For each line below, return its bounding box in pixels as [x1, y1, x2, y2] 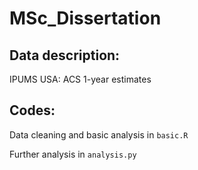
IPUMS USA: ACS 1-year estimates [9, 73, 152, 85]
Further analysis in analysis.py [9, 148, 137, 160]
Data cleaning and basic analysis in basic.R [9, 128, 189, 141]
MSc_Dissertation [9, 7, 162, 30]
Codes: [9, 102, 56, 119]
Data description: [9, 47, 121, 64]
